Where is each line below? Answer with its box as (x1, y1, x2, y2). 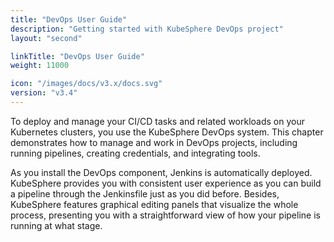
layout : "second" (10, 33, 83, 43)
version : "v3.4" (10, 88, 78, 98)
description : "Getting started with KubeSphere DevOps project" (10, 24, 284, 34)
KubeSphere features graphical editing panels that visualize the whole (10, 198, 299, 210)
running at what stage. (10, 219, 103, 231)
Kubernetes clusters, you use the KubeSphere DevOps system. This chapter (10, 126, 324, 138)
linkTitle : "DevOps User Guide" (10, 51, 145, 61)
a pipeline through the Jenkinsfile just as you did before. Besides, (10, 187, 280, 200)
